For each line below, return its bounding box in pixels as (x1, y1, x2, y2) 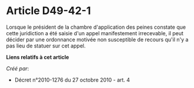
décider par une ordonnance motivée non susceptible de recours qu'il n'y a (6, 36, 189, 43)
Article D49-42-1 (6, 4, 91, 18)
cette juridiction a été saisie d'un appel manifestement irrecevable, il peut (6, 29, 184, 36)
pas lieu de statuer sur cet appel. (6, 42, 86, 49)
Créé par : (6, 65, 29, 72)
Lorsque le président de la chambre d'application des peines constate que (6, 23, 186, 31)
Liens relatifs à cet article (6, 53, 69, 60)
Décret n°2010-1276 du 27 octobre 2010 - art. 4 (14, 76, 131, 83)
